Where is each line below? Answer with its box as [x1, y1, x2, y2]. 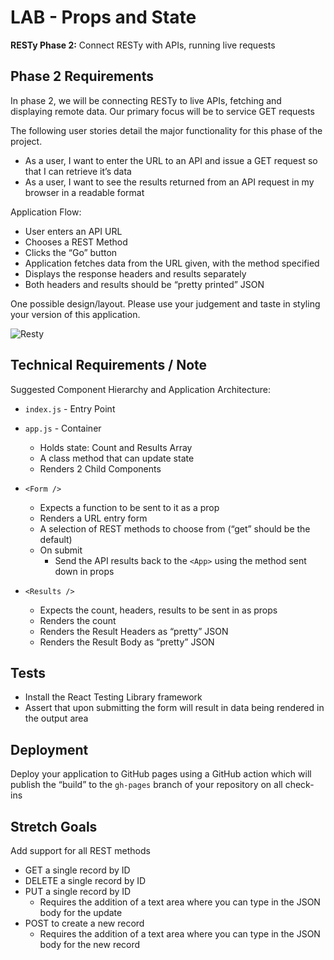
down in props [54, 565, 115, 577]
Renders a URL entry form [39, 512, 148, 524]
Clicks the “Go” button [24, 246, 118, 258]
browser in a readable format [24, 186, 145, 198]
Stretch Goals [10, 818, 98, 835]
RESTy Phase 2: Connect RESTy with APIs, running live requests [10, 39, 276, 51]
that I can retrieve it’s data [24, 165, 132, 177]
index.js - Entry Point [24, 402, 116, 415]
